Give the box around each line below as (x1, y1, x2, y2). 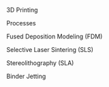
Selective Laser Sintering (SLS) (6, 46, 93, 53)
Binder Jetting (6, 72, 46, 80)
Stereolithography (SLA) (6, 59, 74, 67)
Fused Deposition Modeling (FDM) (6, 32, 103, 40)
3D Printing (6, 6, 38, 14)
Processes (6, 19, 36, 27)
